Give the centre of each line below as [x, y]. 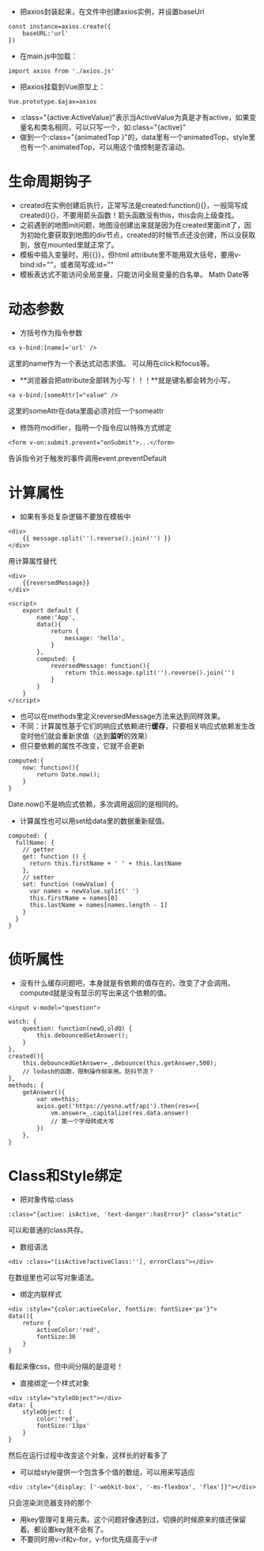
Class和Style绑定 [65, 1176]
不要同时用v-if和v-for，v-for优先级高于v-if [88, 1539]
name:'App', [57, 617]
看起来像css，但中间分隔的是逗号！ [66, 1366]
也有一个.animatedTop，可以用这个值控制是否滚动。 [104, 147]
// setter [39, 877]
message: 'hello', [95, 638]
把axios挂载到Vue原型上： [62, 87]
